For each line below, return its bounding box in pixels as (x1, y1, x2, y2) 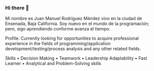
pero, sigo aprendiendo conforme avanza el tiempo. (5, 26, 111, 32)
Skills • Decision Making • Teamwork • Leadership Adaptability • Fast (5, 55, 147, 61)
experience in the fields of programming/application (5, 41, 111, 47)
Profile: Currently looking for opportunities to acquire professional (5, 35, 139, 41)
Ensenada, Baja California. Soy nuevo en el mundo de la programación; (5, 21, 150, 26)
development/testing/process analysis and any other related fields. (5, 46, 141, 52)
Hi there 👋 (5, 4, 30, 11)
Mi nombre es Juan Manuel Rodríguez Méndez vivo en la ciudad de (5, 16, 142, 22)
